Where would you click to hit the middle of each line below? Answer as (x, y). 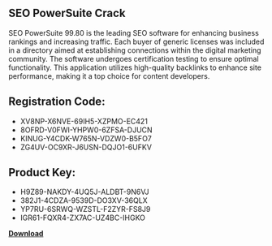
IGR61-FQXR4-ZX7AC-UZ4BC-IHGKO (83, 218)
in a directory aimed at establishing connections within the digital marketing (135, 50)
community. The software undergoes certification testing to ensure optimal (134, 58)
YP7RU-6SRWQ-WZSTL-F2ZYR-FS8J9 (85, 209)
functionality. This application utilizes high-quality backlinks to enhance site (135, 67)
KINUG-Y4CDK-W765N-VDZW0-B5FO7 (86, 138)
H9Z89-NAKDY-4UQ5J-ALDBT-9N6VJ (84, 192)
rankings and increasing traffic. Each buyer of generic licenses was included (136, 41)
